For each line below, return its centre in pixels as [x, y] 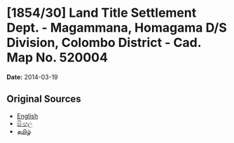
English [27, 116]
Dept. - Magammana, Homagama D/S [117, 28]
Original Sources [44, 99]
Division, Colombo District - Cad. [104, 43]
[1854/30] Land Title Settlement [102, 13]
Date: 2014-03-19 [33, 77]
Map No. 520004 [57, 58]
